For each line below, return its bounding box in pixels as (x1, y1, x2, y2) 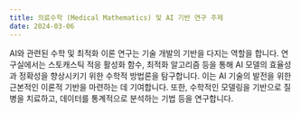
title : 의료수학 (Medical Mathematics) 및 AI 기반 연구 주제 (9, 13, 224, 23)
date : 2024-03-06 (9, 22, 75, 31)
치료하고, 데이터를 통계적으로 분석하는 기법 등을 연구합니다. (25, 92, 234, 104)
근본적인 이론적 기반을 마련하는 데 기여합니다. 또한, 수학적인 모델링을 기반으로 (9, 81, 282, 92)
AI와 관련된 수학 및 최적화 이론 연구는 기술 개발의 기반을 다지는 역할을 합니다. (9, 47, 279, 59)
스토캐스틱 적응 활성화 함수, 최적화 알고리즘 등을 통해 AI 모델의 (48, 59, 268, 70)
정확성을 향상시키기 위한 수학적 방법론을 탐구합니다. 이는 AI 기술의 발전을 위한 (18, 70, 292, 81)
